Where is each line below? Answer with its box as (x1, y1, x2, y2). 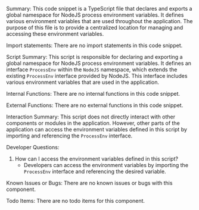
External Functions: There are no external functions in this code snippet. (6, 102, 184, 109)
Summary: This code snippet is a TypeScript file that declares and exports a (6, 5, 192, 12)
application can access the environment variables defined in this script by (6, 126, 188, 133)
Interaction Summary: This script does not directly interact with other (6, 113, 176, 120)
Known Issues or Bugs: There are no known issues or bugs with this (6, 180, 173, 186)
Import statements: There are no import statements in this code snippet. (6, 42, 183, 49)
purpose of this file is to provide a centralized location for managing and (6, 24, 184, 31)
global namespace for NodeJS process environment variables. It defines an (6, 59, 192, 67)
